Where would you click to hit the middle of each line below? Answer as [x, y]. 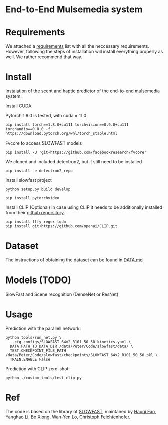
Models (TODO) [38, 280]
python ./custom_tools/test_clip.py [43, 378]
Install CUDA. [19, 106]
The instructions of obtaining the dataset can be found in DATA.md [74, 260]
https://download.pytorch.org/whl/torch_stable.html [61, 134]
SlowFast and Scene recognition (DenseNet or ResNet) [62, 294]
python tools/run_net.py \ [33, 337]
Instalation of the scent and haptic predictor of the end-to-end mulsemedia [83, 91]
